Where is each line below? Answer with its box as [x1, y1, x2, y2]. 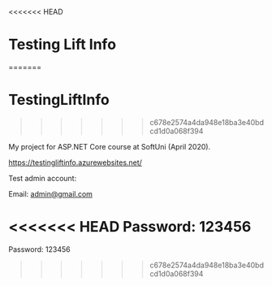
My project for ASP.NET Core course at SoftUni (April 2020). [8, 141, 211, 151]
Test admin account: [8, 173, 77, 183]
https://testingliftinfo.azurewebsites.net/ [8, 158, 142, 167]
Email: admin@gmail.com [8, 188, 93, 198]
